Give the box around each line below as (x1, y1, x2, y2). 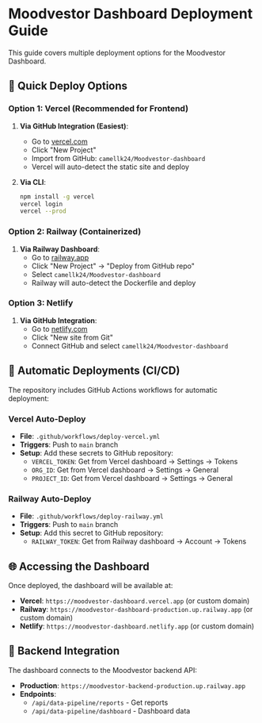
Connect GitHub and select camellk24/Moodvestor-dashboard (31, 340, 229, 350)
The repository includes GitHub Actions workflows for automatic (8, 385, 218, 394)
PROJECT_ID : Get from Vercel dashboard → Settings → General (31, 473, 234, 483)
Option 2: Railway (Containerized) (8, 226, 142, 237)
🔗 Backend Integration (8, 644, 120, 658)
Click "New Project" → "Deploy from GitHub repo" (31, 261, 196, 271)
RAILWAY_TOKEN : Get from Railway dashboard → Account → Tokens (31, 536, 247, 546)
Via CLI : (19, 177, 46, 187)
